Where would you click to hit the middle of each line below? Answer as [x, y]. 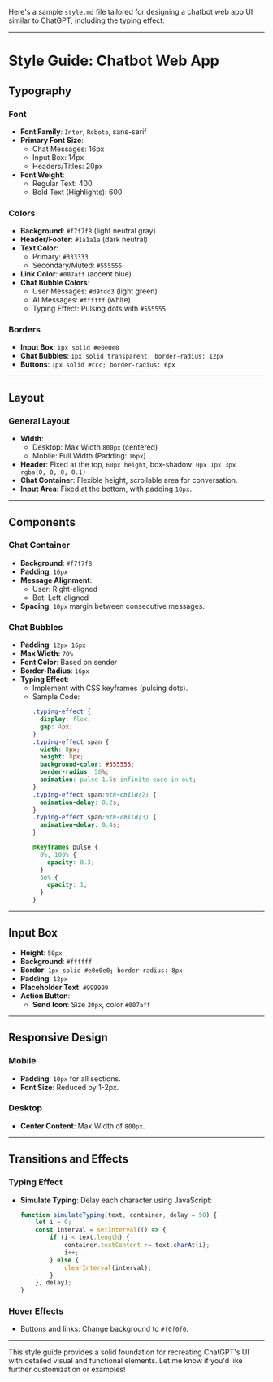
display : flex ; [65, 719]
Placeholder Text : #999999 [64, 987]
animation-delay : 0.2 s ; [80, 802]
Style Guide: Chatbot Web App [114, 61]
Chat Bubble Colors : [55, 283]
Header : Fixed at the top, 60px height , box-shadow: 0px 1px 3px [128, 465]
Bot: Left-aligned [61, 598]
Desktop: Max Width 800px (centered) [95, 447]
